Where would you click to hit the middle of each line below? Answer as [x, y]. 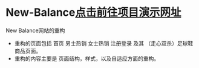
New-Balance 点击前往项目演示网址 [93, 12]
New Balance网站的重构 [35, 30]
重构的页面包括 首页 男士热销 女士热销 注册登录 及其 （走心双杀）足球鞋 [104, 43]
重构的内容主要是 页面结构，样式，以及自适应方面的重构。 [87, 58]
